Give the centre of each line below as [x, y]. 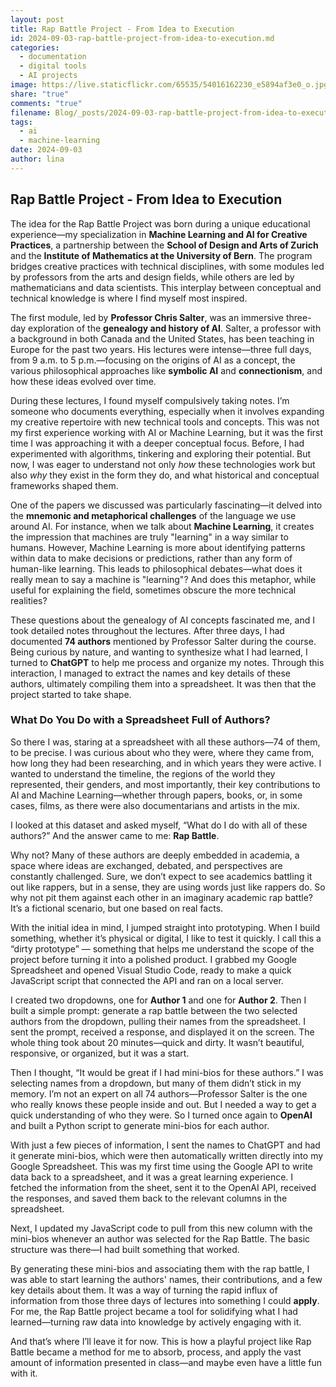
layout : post [37, 19]
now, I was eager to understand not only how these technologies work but [163, 464]
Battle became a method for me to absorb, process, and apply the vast [156, 1352]
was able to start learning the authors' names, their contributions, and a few [166, 1279]
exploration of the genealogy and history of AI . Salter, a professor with [175, 328]
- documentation [53, 57]
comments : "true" [46, 103]
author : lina [37, 159]
